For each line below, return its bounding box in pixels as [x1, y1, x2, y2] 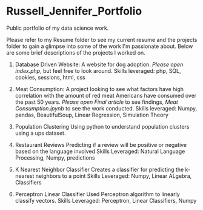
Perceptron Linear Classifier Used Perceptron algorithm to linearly [15, 190, 180, 198]
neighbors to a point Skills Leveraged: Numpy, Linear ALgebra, [35, 172, 192, 180]
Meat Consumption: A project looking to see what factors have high [15, 85, 184, 92]
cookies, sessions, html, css [15, 73, 86, 81]
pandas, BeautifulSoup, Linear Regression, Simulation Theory [15, 111, 168, 118]
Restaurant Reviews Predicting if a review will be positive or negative [15, 141, 187, 148]
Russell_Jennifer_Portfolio [6, 4, 142, 18]
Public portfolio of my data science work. [6, 24, 109, 32]
